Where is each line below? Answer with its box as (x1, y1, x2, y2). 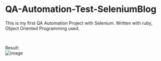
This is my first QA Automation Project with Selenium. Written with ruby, (5, 20, 152, 26)
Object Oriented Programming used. (5, 25, 80, 31)
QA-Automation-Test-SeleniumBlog (5, 3, 156, 15)
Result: (5, 44, 19, 50)
